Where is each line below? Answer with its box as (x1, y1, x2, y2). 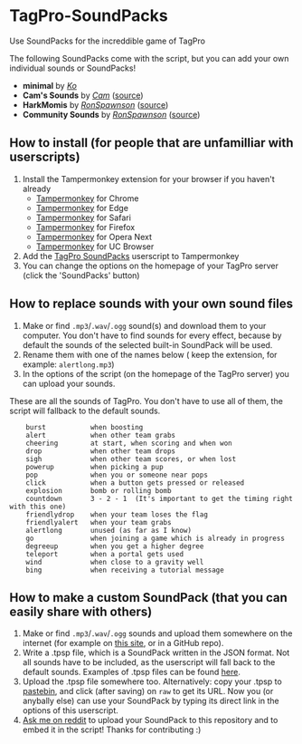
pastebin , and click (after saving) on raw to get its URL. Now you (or (22, 686, 274, 697)
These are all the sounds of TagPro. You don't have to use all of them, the (9, 395, 283, 406)
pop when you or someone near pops (25, 470, 208, 479)
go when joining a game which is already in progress (25, 534, 285, 543)
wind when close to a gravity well (25, 557, 204, 566)
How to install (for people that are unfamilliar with (9, 135, 294, 150)
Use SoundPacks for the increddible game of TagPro (9, 35, 206, 46)
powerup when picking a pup (25, 462, 165, 471)
